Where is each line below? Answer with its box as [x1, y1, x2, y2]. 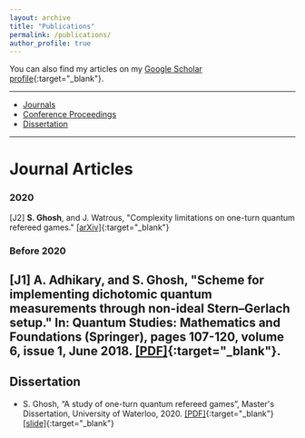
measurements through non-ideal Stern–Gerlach [9, 301, 290, 316]
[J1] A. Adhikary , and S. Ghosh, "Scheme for [9, 273, 265, 288]
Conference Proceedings [22, 109, 117, 120]
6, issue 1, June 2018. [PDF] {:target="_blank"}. [9, 343, 281, 359]
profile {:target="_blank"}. [9, 74, 104, 85]
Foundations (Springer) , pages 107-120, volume [9, 329, 284, 345]
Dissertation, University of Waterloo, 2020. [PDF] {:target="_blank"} [22, 408, 274, 419]
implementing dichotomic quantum [9, 287, 213, 303]
